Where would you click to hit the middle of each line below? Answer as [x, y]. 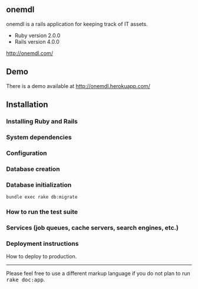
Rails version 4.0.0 [37, 41]
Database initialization [39, 184]
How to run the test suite [42, 212]
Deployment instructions [42, 243]
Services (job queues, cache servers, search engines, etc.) [92, 228]
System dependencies [39, 137]
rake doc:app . [26, 280]
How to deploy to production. [42, 256]
